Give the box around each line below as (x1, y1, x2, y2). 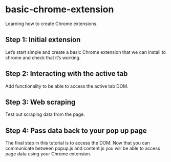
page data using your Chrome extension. (5, 151, 91, 157)
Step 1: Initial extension (5, 35, 81, 44)
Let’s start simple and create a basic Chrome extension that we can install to (5, 49, 166, 55)
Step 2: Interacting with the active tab (5, 69, 128, 78)
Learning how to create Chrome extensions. (5, 21, 98, 27)
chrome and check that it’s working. (5, 54, 81, 60)
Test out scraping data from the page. (5, 111, 85, 117)
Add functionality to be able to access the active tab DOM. (5, 83, 129, 89)
